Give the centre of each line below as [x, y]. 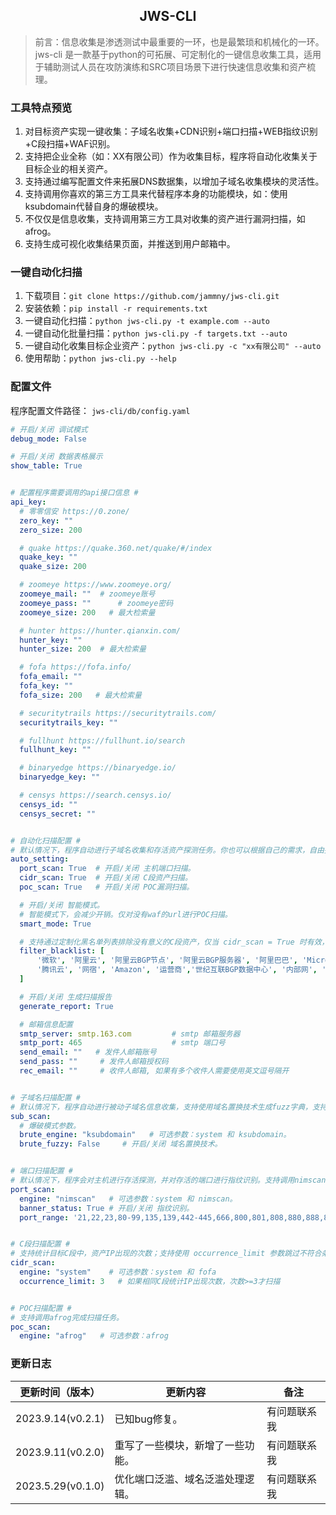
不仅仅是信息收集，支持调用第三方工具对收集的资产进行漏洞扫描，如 [165, 219]
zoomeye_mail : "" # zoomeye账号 [87, 594]
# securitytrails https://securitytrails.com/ [118, 713]
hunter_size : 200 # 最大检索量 [83, 649]
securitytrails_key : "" [68, 722]
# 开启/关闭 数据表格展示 [56, 457]
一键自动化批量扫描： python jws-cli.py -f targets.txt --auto [156, 333]
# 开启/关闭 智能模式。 [62, 905]
